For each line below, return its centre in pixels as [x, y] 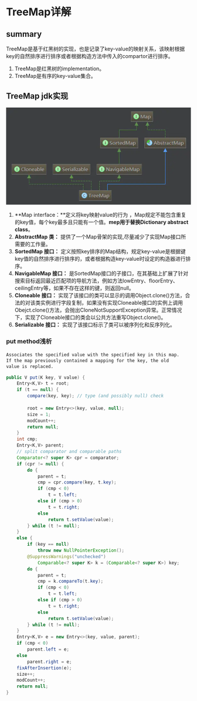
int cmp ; [27, 439]
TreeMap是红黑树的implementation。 [60, 69]
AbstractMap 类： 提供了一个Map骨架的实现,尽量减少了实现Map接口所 [100, 237]
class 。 [24, 230]
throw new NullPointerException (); [81, 551]
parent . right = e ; [50, 662]
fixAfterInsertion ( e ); [44, 668]
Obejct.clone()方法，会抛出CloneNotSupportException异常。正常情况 [98, 310]
